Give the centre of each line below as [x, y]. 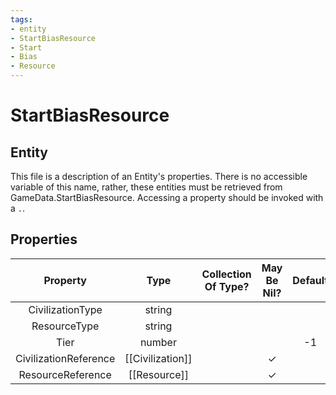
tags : [21, 19]
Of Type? [227, 286]
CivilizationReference [65, 358]
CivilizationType [65, 309]
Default [310, 280]
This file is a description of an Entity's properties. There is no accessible [159, 176]
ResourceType [65, 326]
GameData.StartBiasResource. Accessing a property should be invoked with [167, 197]
